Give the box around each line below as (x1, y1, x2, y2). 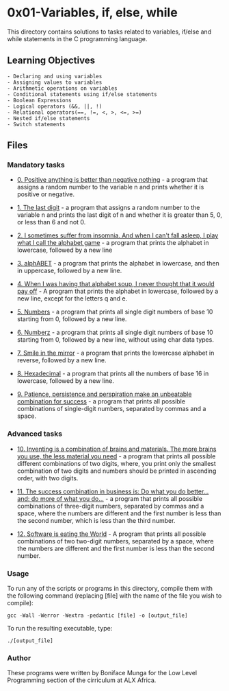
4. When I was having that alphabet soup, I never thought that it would (16, 280, 215, 288)
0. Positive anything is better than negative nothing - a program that (16, 176, 208, 184)
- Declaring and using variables (7, 73, 103, 80)
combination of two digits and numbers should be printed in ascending (16, 467, 217, 475)
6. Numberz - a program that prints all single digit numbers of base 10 (16, 328, 213, 337)
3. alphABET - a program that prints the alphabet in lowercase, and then (16, 259, 220, 268)
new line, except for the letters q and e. (16, 294, 128, 303)
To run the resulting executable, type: (7, 624, 113, 633)
